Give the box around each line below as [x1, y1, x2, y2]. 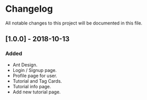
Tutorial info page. [12, 83, 52, 89]
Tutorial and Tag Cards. [12, 78, 62, 84]
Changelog [5, 3, 53, 15]
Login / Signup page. [12, 67, 57, 73]
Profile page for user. [12, 72, 58, 79]
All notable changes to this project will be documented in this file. [5, 20, 143, 26]
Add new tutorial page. [12, 89, 61, 95]
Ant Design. [12, 62, 38, 68]
